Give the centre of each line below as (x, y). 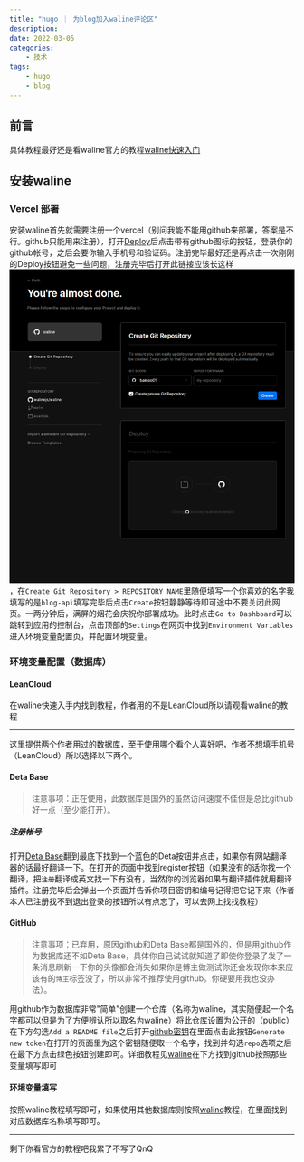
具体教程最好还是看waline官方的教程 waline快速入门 (105, 149)
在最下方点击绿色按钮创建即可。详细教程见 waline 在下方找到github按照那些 (148, 1053)
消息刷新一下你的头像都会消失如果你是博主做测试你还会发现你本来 (162, 967)
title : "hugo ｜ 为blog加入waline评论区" (84, 19)
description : (34, 29)
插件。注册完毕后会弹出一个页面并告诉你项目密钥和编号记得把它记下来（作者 (152, 891)
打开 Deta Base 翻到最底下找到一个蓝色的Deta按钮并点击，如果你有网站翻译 (148, 856)
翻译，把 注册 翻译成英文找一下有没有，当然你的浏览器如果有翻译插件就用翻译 (151, 879)
